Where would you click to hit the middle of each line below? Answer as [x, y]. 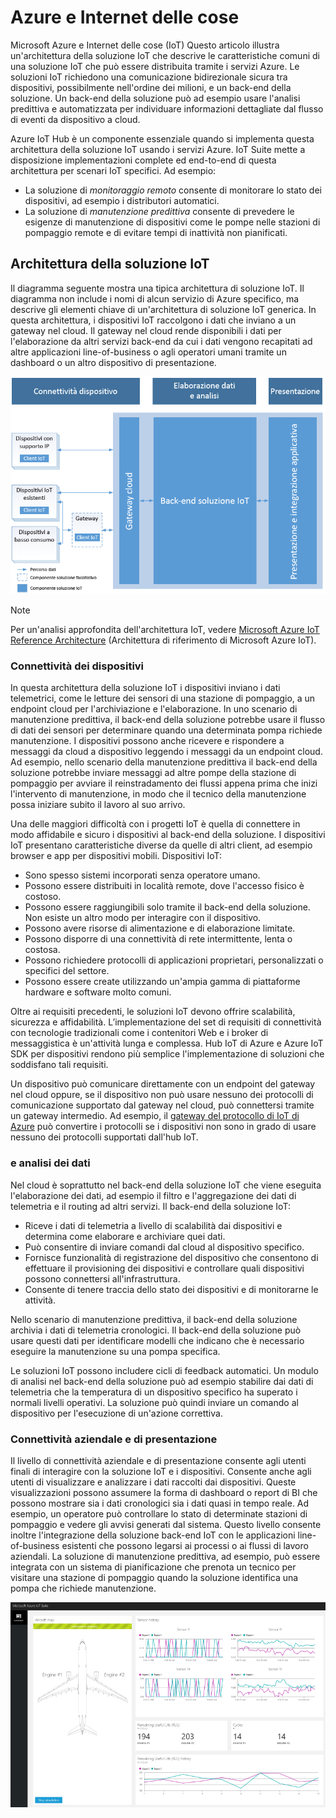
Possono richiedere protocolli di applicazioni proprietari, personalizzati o [174, 960]
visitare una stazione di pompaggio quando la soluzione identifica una [154, 1577]
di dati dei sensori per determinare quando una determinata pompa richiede [166, 730]
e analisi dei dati [50, 1163]
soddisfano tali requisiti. [59, 1065]
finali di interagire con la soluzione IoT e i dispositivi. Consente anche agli [161, 1471]
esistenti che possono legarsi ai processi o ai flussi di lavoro [185, 1545]
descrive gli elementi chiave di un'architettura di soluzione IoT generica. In [163, 309]
